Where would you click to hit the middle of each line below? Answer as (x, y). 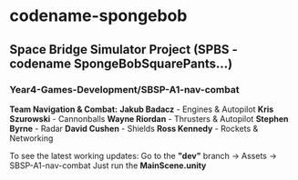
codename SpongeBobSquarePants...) (121, 63)
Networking (31, 138)
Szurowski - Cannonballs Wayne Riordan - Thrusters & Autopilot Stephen (149, 118)
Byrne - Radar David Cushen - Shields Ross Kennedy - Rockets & (134, 128)
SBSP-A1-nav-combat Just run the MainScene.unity (108, 165)
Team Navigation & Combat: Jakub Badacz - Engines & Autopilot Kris (142, 109)
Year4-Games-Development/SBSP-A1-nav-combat (124, 89)
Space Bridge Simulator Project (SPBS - (124, 50)
